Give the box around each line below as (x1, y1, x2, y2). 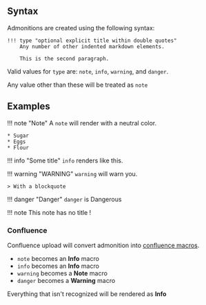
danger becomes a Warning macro (17, 276, 116, 284)
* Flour (7, 144, 30, 151)
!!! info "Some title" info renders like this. (7, 156, 123, 165)
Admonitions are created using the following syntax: (7, 23, 155, 32)
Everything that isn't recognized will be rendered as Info (7, 289, 167, 298)
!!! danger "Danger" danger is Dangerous (7, 195, 122, 203)
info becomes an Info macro (17, 262, 100, 270)
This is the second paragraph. (19, 55, 110, 62)
